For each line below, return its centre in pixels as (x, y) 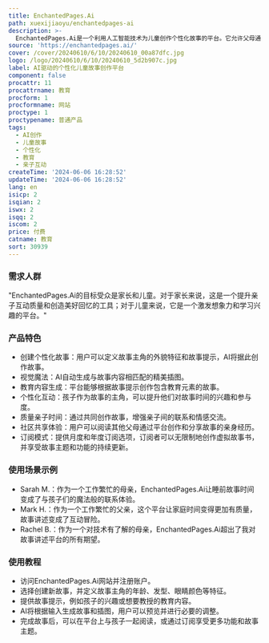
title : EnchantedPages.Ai (51, 16)
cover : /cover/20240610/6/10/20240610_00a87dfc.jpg (96, 53)
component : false (37, 75)
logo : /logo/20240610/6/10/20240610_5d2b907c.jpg (93, 61)
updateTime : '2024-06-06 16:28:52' (68, 180)
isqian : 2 (25, 202)
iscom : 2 (23, 224)
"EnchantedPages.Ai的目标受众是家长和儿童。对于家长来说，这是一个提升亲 (133, 295)
